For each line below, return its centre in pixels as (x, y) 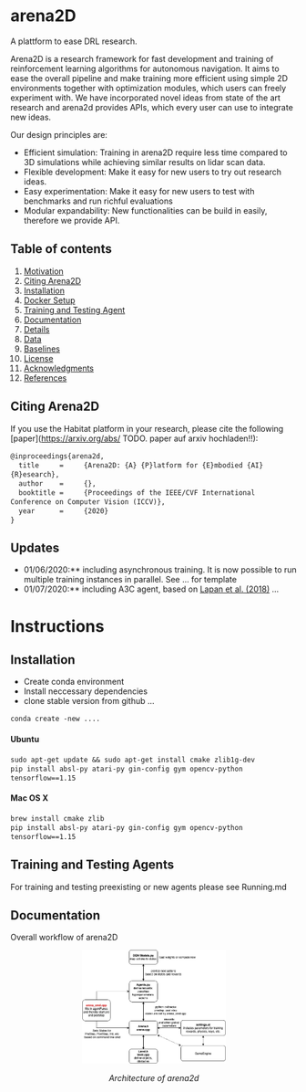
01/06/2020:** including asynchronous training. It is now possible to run (160, 570)
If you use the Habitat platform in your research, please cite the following (147, 428)
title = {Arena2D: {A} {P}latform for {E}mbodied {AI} (141, 465)
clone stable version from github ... (89, 701)
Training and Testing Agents (92, 865)
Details (36, 329)
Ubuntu (25, 739)
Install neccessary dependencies (86, 691)
